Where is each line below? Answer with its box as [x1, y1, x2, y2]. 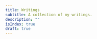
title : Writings [5, 7, 40, 13]
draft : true [5, 26, 31, 31]
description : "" [5, 17, 40, 22]
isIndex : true [5, 21, 36, 27]
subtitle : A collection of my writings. [5, 12, 93, 17]
